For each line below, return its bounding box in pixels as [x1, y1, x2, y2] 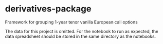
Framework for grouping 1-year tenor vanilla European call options [5, 19, 138, 25]
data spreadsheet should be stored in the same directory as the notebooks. [5, 33, 156, 39]
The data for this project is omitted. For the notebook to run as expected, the [5, 28, 159, 34]
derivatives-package [5, 3, 91, 14]
